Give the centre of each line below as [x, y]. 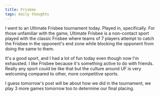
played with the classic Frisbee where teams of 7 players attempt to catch [80, 38]
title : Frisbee [21, 10]
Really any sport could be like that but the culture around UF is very [73, 68]
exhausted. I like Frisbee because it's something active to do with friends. [79, 63]
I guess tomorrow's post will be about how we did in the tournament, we [78, 83]
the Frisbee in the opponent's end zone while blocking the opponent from [80, 43]
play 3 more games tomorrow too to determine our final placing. [70, 88]
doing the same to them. [30, 49]
